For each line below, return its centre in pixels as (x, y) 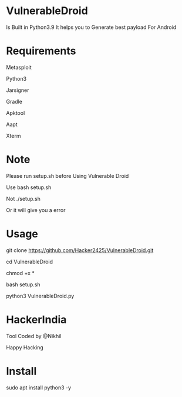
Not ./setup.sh (23, 198)
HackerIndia (36, 320)
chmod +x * (20, 273)
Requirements (41, 51)
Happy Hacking (25, 347)
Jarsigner (18, 90)
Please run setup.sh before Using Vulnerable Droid (68, 176)
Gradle (14, 101)
